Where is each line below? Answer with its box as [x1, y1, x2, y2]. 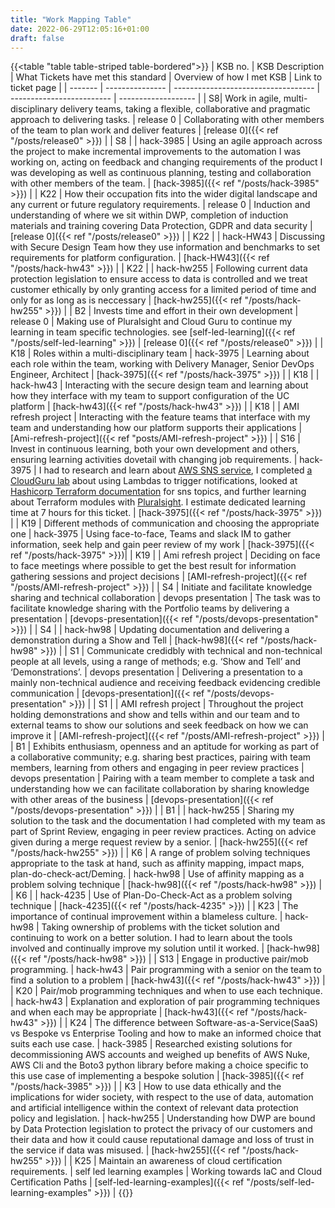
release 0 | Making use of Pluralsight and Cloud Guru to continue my [10, 316, 293, 328]
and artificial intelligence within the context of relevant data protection [10, 1102, 299, 1114]
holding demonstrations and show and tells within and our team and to [10, 709, 300, 721]
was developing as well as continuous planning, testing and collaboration [10, 167, 312, 179]
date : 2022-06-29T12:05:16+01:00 [10, 24, 150, 34]
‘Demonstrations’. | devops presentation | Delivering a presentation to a [10, 666, 303, 678]
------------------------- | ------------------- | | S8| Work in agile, [10, 92, 282, 105]
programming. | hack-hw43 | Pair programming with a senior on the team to [10, 964, 322, 976]
